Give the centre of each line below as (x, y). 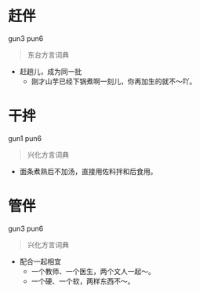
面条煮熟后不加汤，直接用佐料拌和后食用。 (88, 171)
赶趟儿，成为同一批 (51, 71)
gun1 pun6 (25, 138)
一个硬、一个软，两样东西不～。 (83, 281)
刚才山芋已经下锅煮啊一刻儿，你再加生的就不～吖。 (114, 81)
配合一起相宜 (40, 261)
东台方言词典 (48, 54)
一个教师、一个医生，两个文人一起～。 (93, 271)
